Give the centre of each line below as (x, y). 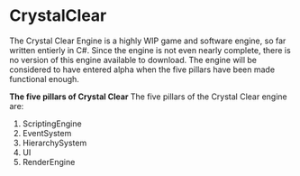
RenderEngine (49, 162)
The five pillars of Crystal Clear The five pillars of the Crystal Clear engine (149, 97)
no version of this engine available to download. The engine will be (133, 60)
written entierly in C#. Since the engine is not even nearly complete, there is (150, 50)
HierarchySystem (55, 143)
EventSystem (47, 133)
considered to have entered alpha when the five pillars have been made (142, 69)
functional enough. (44, 79)
